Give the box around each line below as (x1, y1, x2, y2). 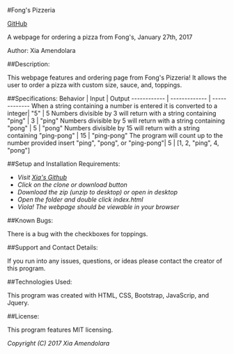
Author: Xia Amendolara (7, 47, 76, 54)
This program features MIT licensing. (7, 325, 114, 334)
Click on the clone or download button (17, 180, 127, 189)
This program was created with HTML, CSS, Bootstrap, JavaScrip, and (7, 291, 210, 299)
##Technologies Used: (7, 278, 72, 286)
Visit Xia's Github (17, 174, 68, 181)
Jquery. (7, 299, 29, 307)
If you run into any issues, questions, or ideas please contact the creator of (7, 257, 223, 265)
